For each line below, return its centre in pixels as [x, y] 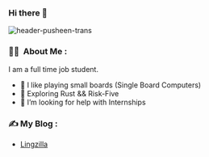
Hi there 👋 [28, 13]
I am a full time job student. [54, 69]
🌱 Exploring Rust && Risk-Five [69, 93]
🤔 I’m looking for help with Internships [83, 102]
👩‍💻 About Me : [38, 52]
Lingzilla [34, 144]
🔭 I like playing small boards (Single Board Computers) [111, 85]
